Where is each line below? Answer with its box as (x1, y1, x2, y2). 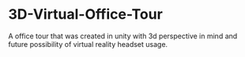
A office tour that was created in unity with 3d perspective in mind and (8, 31, 238, 41)
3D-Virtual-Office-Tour (8, 5, 164, 23)
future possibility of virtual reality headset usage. (8, 39, 168, 48)
